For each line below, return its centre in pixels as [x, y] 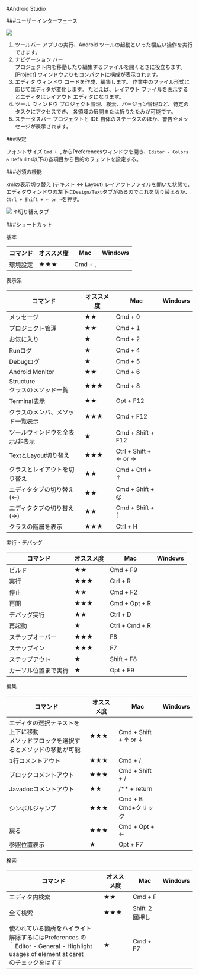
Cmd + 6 [128, 372]
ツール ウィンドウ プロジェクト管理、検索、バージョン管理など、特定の [102, 104]
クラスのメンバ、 [33, 412]
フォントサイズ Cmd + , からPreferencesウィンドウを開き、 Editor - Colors [97, 152]
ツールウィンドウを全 [39, 432]
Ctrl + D [121, 614]
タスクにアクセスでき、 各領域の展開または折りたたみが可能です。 [95, 111]
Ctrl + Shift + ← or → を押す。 [44, 199]
